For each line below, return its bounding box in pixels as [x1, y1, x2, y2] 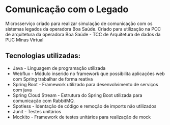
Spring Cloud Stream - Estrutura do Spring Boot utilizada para [12, 92, 143, 98]
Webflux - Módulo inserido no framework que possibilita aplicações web [12, 70, 165, 77]
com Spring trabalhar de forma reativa [12, 76, 93, 82]
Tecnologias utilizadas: [5, 52, 80, 60]
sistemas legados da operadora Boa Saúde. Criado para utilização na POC [5, 26, 161, 32]
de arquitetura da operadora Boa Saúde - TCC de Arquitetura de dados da [5, 31, 161, 37]
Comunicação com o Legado [5, 4, 129, 15]
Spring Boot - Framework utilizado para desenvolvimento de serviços [12, 81, 159, 87]
